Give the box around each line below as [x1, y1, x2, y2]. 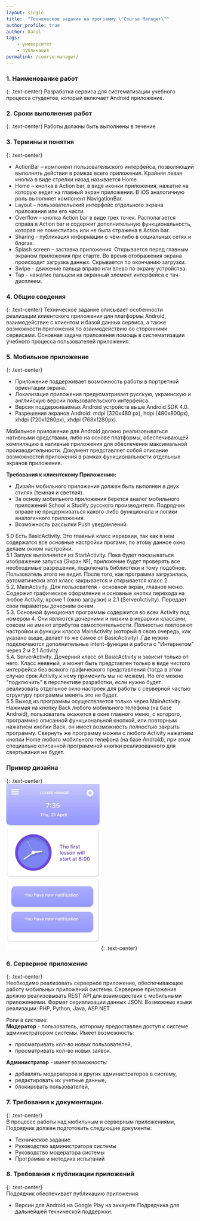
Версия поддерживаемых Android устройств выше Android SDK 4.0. [14, 403, 189, 411]
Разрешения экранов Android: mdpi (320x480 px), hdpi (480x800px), [14, 410, 190, 417]
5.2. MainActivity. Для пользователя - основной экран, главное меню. [6, 584, 184, 591]
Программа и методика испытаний [14, 1155, 105, 1162]
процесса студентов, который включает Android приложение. [6, 95, 164, 102]
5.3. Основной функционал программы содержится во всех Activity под [6, 609, 190, 616]
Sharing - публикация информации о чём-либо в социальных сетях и [14, 233, 192, 240]
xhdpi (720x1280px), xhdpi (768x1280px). [14, 416, 118, 423]
